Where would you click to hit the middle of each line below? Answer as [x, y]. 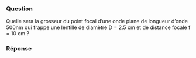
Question [20, 9]
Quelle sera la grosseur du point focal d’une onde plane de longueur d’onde [97, 21]
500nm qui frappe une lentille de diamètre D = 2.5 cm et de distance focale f [98, 27]
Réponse [19, 49]
